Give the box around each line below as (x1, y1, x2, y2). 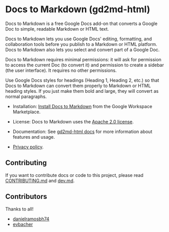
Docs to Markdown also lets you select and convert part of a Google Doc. (5, 46, 160, 53)
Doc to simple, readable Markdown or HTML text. (5, 25, 109, 32)
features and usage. (12, 134, 55, 140)
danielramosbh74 (12, 216, 50, 222)
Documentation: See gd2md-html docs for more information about (12, 128, 153, 135)
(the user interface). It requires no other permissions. (5, 67, 117, 73)
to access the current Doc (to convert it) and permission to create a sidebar (5, 62, 164, 68)
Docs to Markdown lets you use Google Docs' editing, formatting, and (5, 36, 152, 42)
